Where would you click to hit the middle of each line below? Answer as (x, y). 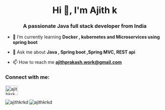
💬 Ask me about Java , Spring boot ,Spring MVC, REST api (74, 52)
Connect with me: (27, 77)
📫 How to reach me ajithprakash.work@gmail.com (67, 62)
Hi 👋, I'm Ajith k (85, 10)
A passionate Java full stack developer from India (85, 26)
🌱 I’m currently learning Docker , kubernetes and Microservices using (86, 37)
